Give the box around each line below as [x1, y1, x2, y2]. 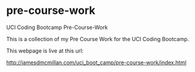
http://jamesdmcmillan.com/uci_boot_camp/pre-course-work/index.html [6, 59, 187, 66]
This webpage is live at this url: [6, 47, 84, 54]
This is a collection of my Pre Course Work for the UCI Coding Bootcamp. [6, 35, 190, 42]
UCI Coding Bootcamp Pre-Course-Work [6, 24, 108, 31]
